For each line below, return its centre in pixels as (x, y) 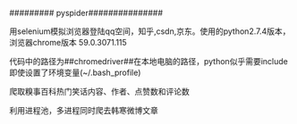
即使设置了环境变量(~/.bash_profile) (75, 72)
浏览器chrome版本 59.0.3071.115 (68, 42)
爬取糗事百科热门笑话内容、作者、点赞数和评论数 (99, 91)
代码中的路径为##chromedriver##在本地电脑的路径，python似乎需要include (148, 61)
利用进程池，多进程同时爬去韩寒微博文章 (84, 110)
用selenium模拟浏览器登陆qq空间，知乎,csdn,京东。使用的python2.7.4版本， (150, 31)
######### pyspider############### (86, 13)
